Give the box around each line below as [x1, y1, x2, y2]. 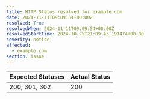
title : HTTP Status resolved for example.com [6, 8, 122, 15]
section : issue [6, 53, 45, 59]
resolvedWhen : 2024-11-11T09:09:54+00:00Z [6, 25, 114, 32]
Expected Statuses [9, 73, 65, 81]
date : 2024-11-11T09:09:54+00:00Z [6, 14, 93, 20]
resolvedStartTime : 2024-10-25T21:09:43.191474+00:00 [6, 31, 145, 37]
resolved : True [6, 20, 45, 26]
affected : [6, 43, 31, 49]
